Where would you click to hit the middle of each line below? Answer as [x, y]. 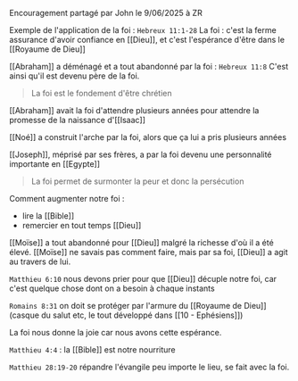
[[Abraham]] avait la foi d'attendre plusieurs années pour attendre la [134, 110]
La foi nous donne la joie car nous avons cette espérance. [116, 332]
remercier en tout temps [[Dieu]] [82, 225]
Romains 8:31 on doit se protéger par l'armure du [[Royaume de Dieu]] [138, 306]
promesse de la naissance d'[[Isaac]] [77, 120]
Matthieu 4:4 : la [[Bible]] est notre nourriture [92, 350]
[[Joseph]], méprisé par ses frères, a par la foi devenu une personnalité [141, 154]
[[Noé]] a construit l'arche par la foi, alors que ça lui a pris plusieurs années [148, 137]
